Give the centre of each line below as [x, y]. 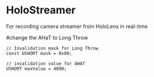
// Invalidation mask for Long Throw [52, 48]
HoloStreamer [41, 10]
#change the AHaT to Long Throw [47, 37]
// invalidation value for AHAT [46, 64]
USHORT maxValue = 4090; [36, 69]
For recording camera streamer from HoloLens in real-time [77, 26]
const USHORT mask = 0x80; [39, 53]
